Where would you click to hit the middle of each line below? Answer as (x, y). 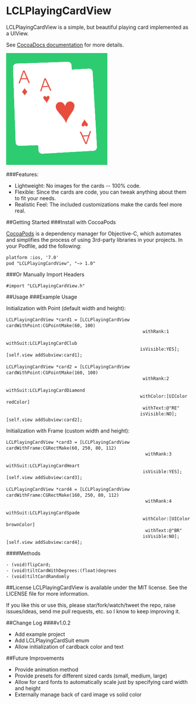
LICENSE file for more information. (48, 593)
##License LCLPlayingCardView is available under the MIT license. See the (97, 587)
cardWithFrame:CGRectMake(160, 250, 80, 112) (62, 495)
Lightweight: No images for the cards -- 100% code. (77, 185)
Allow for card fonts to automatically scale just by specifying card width (101, 682)
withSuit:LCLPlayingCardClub (42, 343)
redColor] (18, 402)
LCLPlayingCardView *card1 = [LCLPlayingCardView (68, 320)
